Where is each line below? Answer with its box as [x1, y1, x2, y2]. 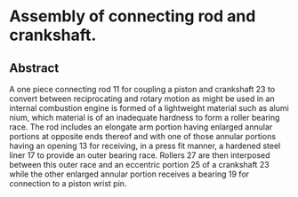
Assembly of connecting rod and [9, 6, 256, 27]
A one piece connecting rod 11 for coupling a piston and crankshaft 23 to [9, 84, 276, 94]
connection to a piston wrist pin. [9, 178, 127, 188]
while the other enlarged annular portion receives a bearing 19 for [9, 169, 250, 179]
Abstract [9, 60, 60, 75]
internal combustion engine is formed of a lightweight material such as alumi [9, 103, 289, 113]
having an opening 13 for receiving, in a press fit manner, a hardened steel [9, 140, 281, 151]
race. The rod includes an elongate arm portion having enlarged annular [9, 122, 273, 132]
